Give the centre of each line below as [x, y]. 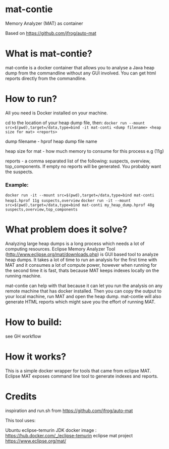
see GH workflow [23, 336]
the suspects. [19, 172]
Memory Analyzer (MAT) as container [44, 23]
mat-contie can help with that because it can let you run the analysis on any [84, 286]
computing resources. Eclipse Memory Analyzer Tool [60, 249]
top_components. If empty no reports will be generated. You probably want [83, 166]
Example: [17, 185]
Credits [21, 397]
